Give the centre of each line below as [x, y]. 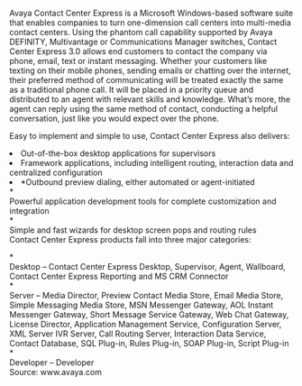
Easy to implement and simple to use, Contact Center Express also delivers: [150, 136]
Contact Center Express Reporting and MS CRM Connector [119, 276]
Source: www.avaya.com [55, 372]
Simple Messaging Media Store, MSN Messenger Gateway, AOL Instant [142, 305]
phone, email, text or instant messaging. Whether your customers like [138, 61]
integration [29, 211]
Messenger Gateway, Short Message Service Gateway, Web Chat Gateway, [149, 314]
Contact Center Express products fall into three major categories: [130, 239]
